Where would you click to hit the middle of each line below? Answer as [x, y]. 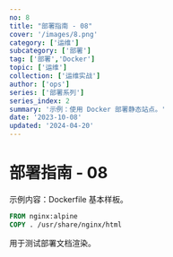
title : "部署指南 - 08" [51, 26]
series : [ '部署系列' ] [47, 92]
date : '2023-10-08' [46, 117]
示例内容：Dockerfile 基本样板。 [69, 199]
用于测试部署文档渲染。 [52, 243]
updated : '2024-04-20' [52, 126]
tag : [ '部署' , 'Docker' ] [52, 59]
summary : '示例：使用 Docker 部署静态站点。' [87, 109]
